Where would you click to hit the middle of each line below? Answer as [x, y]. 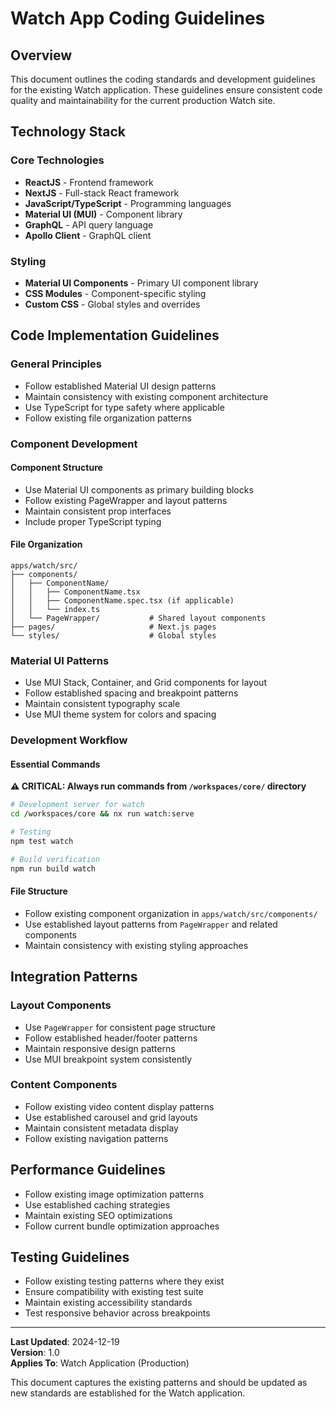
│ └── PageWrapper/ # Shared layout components [138, 618]
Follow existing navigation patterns [96, 1138]
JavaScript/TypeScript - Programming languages [128, 203]
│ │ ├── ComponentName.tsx [75, 592]
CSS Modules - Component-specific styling [115, 293]
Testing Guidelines [70, 1257]
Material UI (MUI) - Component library [103, 214]
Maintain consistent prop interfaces [98, 511]
